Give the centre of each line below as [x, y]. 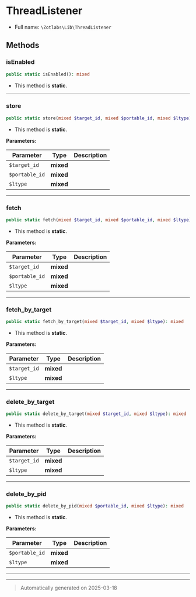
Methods [23, 45]
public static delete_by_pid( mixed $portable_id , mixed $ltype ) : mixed [95, 506]
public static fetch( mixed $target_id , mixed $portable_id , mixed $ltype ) [99, 220]
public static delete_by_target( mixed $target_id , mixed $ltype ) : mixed [96, 414]
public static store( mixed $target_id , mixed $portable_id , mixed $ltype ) [99, 118]
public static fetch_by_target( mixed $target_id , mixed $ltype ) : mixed [95, 322]
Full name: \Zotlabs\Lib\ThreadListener [63, 27]
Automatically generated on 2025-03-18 [69, 588]
